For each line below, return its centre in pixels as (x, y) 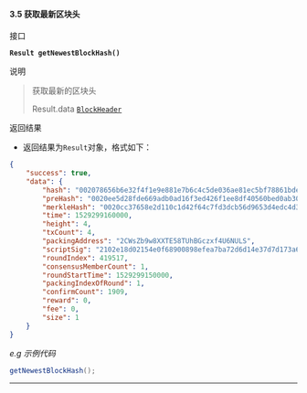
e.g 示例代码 (33, 353)
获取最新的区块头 (64, 90)
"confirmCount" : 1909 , (85, 292)
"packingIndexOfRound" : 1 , (94, 283)
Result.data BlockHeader (77, 109)
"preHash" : (63, 198)
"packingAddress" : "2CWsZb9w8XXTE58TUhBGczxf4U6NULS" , (149, 241)
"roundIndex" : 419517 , (85, 258)
